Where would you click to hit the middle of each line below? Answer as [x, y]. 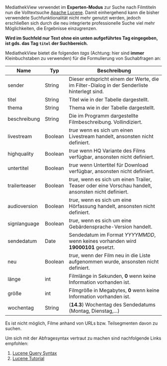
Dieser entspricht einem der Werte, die [114, 79]
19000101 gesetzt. [92, 247]
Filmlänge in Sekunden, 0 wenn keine [112, 276]
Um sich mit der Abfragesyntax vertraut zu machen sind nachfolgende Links [83, 338]
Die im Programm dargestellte [103, 116]
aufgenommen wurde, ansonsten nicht [114, 262]
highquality [21, 154]
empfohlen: [17, 343]
